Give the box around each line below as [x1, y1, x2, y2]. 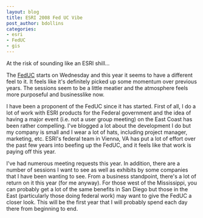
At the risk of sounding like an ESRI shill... [6, 59, 110, 67]
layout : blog [6, 9, 40, 15]
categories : [6, 26, 36, 32]
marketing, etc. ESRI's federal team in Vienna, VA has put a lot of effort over [6, 135, 196, 142]
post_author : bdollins [6, 20, 64, 26]
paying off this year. [6, 147, 57, 155]
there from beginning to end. [6, 205, 78, 212]
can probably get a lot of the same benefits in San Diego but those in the [6, 185, 188, 192]
